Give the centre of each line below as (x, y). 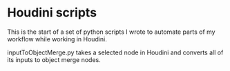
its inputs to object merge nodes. (54, 59)
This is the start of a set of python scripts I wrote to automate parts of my (111, 32)
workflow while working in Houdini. (57, 39)
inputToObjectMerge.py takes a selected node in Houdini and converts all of (115, 52)
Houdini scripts (52, 13)
